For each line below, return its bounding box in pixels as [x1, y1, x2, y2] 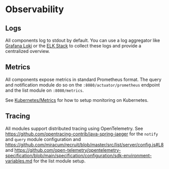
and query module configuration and [5, 136, 81, 142]
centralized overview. [5, 48, 50, 54]
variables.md [5, 158, 32, 164]
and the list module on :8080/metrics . [5, 87, 84, 93]
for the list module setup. [33, 158, 86, 164]
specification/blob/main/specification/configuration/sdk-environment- [5, 152, 152, 158]
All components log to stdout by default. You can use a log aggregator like [5, 37, 160, 43]
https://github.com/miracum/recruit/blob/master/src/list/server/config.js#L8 [5, 142, 164, 148]
